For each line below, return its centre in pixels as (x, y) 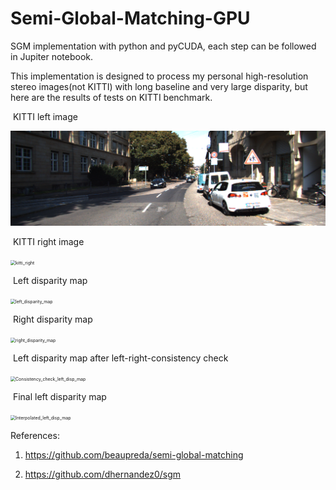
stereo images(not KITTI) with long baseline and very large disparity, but (159, 86)
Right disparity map (52, 319)
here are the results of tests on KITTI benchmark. (111, 97)
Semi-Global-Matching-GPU (130, 18)
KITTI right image (48, 242)
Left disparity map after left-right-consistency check (120, 358)
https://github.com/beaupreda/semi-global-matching (134, 455)
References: (35, 436)
